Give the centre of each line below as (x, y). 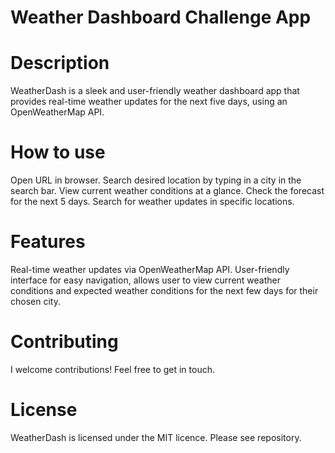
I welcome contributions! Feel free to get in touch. (113, 369)
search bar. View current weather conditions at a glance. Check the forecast (167, 191)
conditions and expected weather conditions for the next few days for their (164, 290)
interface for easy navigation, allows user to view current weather (146, 280)
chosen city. (35, 301)
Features (48, 242)
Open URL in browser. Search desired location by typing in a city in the (156, 180)
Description (60, 63)
